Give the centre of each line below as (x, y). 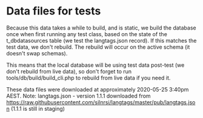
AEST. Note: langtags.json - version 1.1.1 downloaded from (78, 96)
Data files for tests (54, 11)
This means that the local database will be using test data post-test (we (95, 65)
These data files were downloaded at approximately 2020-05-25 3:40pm (98, 89)
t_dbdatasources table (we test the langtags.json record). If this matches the (101, 40)
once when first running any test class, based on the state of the (87, 34)
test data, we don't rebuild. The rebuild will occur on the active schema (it (98, 47)
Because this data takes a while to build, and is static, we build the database (101, 28)
